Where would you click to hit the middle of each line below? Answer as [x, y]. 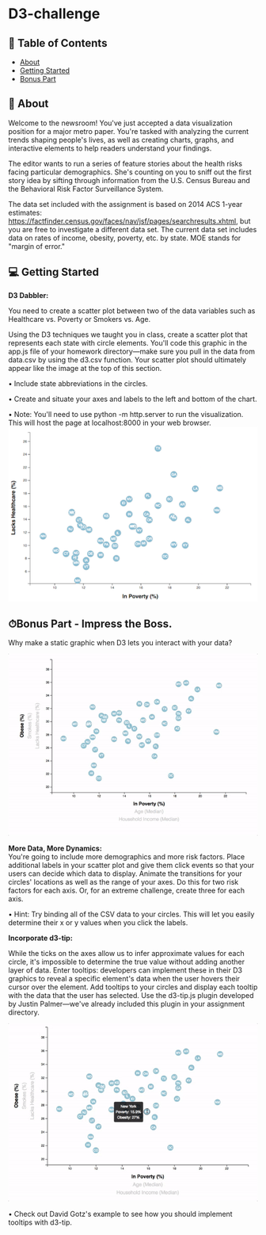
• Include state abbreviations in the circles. [78, 383]
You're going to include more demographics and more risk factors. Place [127, 856]
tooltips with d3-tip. [40, 1222]
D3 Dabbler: [28, 295]
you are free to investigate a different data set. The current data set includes [133, 229]
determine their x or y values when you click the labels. [98, 922]
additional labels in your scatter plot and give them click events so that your [131, 865]
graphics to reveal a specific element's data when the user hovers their [124, 978]
